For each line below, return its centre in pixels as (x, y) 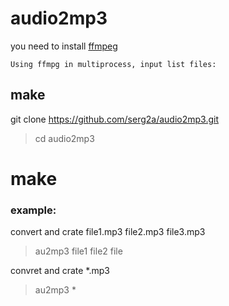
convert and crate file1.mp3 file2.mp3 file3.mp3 (108, 232)
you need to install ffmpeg (64, 46)
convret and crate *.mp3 (60, 271)
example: (33, 210)
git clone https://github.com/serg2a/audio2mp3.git (115, 119)
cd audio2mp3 (64, 138)
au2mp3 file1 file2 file (78, 251)
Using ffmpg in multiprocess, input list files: (113, 64)
